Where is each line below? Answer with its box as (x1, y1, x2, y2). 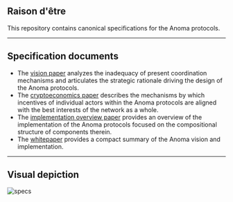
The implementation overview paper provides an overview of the (17, 113, 202, 121)
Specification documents (7, 50, 119, 62)
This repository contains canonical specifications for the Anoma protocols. (7, 24, 221, 32)
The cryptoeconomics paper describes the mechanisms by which (17, 91, 205, 99)
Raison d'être (7, 6, 66, 17)
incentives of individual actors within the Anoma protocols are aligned (17, 98, 217, 107)
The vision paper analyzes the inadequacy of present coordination (17, 68, 207, 77)
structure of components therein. (17, 127, 112, 136)
